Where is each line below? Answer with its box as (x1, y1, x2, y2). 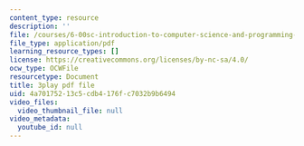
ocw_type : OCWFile (9, 64, 79, 73)
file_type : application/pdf (9, 38, 116, 48)
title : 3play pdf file (9, 81, 95, 90)
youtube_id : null (17, 123, 83, 132)
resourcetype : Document (9, 73, 100, 82)
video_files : (9, 97, 59, 107)
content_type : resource (9, 13, 100, 23)
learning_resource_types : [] (9, 47, 119, 56)
